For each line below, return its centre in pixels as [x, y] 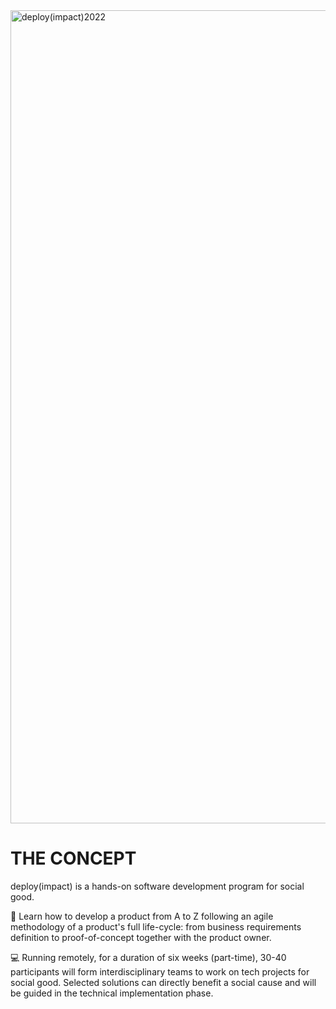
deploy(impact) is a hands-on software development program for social [157, 886]
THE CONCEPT [73, 858]
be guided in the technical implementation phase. [112, 993]
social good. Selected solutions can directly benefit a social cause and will [163, 982]
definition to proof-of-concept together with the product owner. [141, 937]
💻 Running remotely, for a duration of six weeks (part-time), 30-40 [148, 957]
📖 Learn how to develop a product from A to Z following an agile [142, 916]
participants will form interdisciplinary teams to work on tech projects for [160, 971]
